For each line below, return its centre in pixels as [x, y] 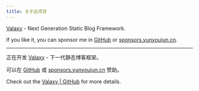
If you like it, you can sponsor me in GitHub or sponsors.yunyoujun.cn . [92, 39]
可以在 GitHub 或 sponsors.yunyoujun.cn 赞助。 [64, 70]
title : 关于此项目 [27, 11]
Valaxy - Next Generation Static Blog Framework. [66, 28]
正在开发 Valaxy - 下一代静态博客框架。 [54, 57]
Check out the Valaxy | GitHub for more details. [64, 81]
